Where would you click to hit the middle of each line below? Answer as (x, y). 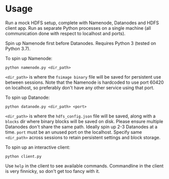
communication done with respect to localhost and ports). (65, 33)
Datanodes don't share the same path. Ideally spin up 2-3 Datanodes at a (81, 127)
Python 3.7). (18, 48)
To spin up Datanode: (27, 97)
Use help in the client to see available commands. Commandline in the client (84, 166)
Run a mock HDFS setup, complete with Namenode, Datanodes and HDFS (82, 23)
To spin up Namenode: (29, 58)
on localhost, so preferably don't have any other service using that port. (80, 87)
